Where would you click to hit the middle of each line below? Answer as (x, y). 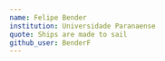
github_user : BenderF (50, 43)
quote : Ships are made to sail (68, 34)
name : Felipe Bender (49, 17)
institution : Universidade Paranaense (82, 26)
